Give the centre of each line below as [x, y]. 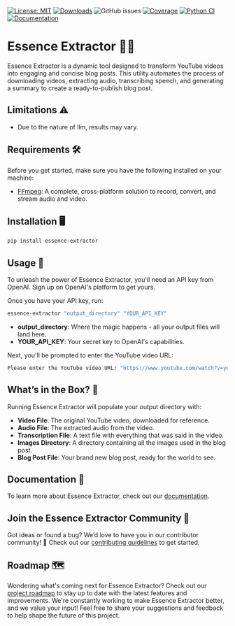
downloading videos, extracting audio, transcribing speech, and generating [115, 80]
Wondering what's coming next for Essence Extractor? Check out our [107, 586]
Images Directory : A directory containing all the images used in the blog [121, 442]
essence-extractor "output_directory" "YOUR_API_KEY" [87, 314]
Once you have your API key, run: [55, 301]
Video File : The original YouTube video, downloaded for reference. [113, 420]
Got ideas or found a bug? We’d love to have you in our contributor [103, 535]
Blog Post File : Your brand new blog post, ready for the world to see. [116, 457]
